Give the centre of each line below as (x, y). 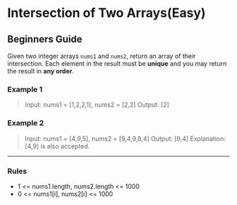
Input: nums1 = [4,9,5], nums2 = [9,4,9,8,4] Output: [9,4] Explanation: (125, 139)
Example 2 (26, 123)
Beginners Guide (45, 39)
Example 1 (25, 89)
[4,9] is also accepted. (57, 146)
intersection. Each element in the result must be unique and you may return (117, 64)
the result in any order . (41, 71)
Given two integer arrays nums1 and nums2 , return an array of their (102, 56)
